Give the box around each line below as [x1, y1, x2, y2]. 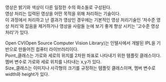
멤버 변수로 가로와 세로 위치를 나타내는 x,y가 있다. [5, 59, 102, 64]
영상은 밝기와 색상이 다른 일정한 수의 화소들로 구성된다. [5, 4, 112, 10]
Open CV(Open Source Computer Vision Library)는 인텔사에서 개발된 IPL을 [5, 40, 156, 46]
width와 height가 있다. [5, 71, 50, 77]
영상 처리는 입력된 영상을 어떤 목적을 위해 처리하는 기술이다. [5, 10, 121, 16]
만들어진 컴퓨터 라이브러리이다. [18, 46, 79, 52]
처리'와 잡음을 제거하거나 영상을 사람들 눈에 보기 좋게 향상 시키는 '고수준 [10, 23, 150, 29]
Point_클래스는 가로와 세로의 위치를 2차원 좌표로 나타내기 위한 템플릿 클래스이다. [5, 52, 162, 58]
